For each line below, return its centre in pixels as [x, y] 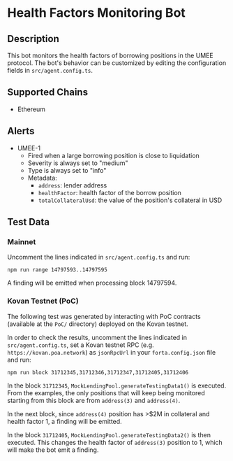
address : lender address [73, 185]
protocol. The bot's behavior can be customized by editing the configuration [117, 63]
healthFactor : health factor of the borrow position [110, 192]
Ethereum [31, 109]
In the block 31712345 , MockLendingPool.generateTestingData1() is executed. [117, 385]
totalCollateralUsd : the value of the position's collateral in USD [130, 200]
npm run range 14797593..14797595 [58, 270]
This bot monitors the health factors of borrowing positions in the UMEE [111, 55]
